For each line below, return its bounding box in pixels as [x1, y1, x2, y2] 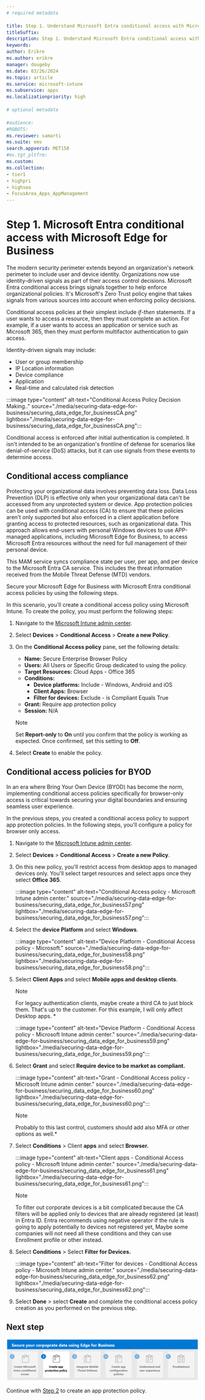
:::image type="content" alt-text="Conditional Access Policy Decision [6, 396, 181, 403]
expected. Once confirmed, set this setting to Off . [15, 737, 140, 744]
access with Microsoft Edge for [6, 231, 168, 245]
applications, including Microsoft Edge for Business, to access [31, 533, 188, 540]
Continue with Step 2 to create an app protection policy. [6, 1387, 147, 1394]
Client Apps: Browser [33, 687, 88, 695]
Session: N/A [24, 707, 59, 714]
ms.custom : [6, 159, 34, 165]
